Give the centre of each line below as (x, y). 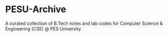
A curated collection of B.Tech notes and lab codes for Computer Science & (84, 23)
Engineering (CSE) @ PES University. (44, 28)
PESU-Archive (36, 9)
